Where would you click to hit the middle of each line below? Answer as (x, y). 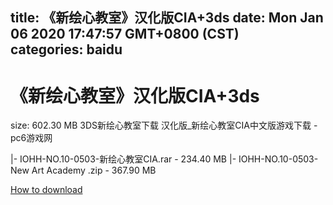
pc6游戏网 (31, 138)
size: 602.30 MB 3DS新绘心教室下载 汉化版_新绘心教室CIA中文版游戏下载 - (164, 125)
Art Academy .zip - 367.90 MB (94, 170)
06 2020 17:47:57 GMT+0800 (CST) (125, 34)
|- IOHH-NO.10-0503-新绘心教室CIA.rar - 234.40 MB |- (123, 159)
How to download (46, 190)
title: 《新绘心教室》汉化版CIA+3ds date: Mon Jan (167, 18)
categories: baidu (66, 49)
